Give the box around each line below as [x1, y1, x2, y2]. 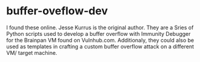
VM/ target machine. [6, 49, 57, 56]
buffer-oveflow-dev [6, 4, 108, 18]
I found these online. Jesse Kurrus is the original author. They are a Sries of [6, 24, 194, 31]
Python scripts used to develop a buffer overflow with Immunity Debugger [6, 30, 191, 37]
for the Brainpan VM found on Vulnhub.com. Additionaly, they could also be [6, 36, 195, 44]
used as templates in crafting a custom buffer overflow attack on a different [6, 43, 195, 50]
